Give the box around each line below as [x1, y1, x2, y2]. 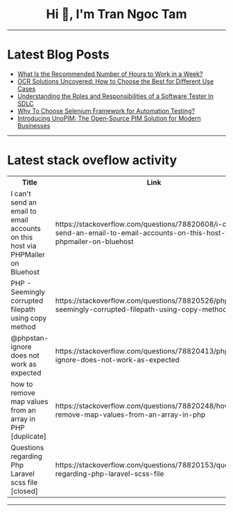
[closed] [10, 486, 38, 496]
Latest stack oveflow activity [7, 152, 178, 168]
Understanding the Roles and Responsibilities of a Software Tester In [17, 92, 214, 100]
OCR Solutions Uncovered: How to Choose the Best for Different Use [17, 77, 214, 86]
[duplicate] [10, 431, 46, 441]
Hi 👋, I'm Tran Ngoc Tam [46, 6, 187, 22]
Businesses [17, 121, 51, 129]
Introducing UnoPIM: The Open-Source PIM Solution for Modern [17, 114, 201, 122]
